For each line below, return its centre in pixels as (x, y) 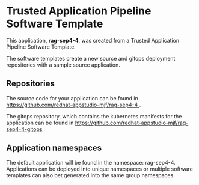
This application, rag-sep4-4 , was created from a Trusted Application (93, 40)
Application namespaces (54, 148)
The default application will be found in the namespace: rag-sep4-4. (91, 162)
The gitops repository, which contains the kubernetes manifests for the (94, 116)
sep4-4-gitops (24, 129)
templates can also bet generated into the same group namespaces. (91, 175)
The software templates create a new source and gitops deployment (91, 58)
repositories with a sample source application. (63, 65)
